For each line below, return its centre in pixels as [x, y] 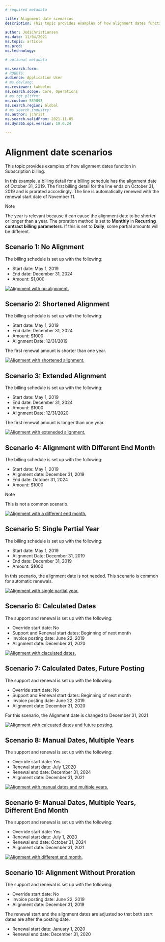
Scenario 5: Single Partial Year [52, 529]
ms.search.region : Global [31, 105]
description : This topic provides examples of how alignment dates [76, 23]
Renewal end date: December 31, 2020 [52, 934]
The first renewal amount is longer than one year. [55, 423]
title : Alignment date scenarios [39, 19]
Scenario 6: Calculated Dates [51, 606]
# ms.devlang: [20, 82]
